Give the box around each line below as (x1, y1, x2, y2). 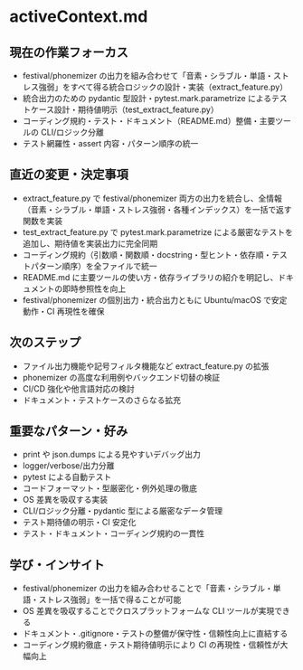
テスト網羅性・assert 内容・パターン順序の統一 (22, 138, 199, 148)
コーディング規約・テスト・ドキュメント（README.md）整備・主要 (22, 116, 276, 126)
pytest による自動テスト (22, 472, 112, 483)
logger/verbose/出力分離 (22, 460, 115, 471)
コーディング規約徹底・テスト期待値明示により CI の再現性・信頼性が (22, 639, 280, 650)
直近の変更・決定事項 (9, 167, 128, 183)
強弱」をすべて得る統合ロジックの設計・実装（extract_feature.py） (38, 81, 288, 92)
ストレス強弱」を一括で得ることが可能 (38, 594, 182, 605)
